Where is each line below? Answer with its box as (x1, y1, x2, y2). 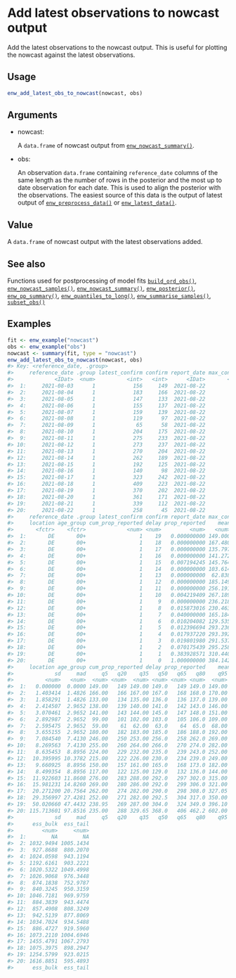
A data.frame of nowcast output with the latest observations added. (7, 238, 203, 246)
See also (7, 258, 46, 270)
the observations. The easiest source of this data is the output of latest (17, 191, 223, 200)
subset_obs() (7, 299, 46, 307)
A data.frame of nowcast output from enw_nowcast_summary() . (17, 141, 195, 150)
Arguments (7, 109, 58, 121)
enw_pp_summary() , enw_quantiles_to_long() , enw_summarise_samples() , (7, 292, 211, 300)
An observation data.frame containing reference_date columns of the (17, 169, 218, 177)
